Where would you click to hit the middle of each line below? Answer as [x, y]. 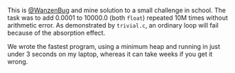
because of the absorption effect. [56, 33]
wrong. [18, 62]
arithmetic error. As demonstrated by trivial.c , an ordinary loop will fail [113, 25]
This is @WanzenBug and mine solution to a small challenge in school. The [116, 10]
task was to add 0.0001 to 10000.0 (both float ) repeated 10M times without [118, 18]
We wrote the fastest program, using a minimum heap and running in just [114, 46]
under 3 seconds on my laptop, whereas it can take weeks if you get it [110, 54]
